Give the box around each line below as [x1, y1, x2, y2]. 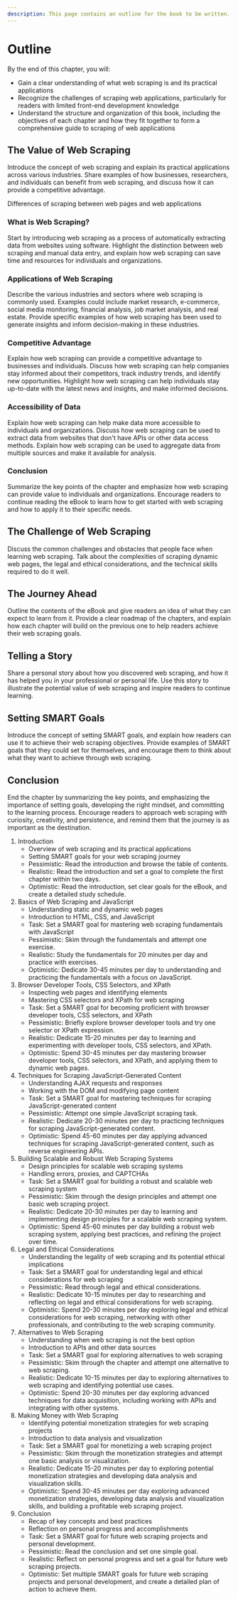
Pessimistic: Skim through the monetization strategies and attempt [28, 1448, 222, 1458]
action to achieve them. [28, 1585, 97, 1593]
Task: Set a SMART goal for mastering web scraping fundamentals [28, 920, 223, 929]
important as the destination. [7, 823, 92, 832]
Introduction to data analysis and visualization [28, 1433, 163, 1442]
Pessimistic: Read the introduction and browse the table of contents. [28, 860, 229, 868]
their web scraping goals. [7, 629, 82, 638]
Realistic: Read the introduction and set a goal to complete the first [28, 867, 224, 875]
